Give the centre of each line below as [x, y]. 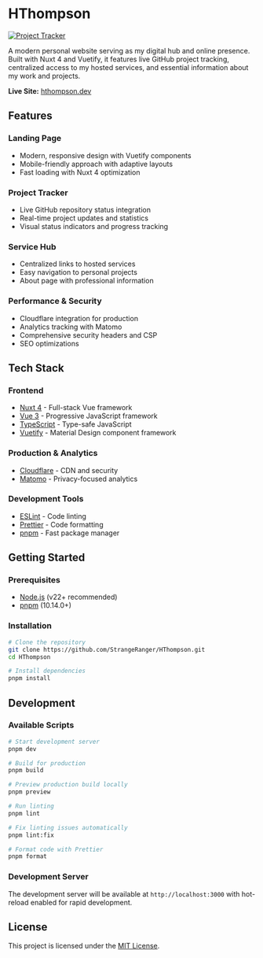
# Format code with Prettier [56, 849]
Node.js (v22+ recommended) [68, 597]
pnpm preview [29, 792]
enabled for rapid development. [81, 902]
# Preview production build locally [68, 785]
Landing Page [35, 139]
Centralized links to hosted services [77, 264]
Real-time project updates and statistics [84, 218]
